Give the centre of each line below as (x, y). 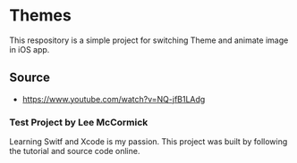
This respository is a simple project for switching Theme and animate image (149, 40)
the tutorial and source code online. (75, 151)
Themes (40, 16)
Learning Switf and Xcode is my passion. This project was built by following (148, 142)
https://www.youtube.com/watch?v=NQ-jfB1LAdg (114, 99)
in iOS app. (30, 49)
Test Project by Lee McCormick (79, 122)
